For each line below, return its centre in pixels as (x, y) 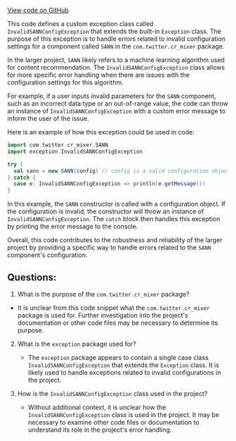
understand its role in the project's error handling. (100, 430)
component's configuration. (47, 255)
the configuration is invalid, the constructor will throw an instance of (106, 211)
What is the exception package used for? (77, 344)
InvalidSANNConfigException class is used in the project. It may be (124, 414)
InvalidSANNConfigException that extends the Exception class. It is (124, 365)
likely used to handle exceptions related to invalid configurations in (124, 372)
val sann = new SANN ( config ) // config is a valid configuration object (122, 171)
